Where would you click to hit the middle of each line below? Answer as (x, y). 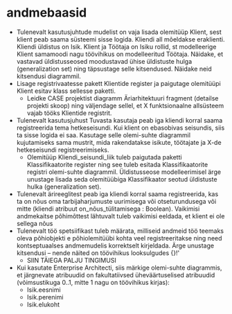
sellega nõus (35, 223)
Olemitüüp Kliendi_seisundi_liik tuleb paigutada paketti (104, 157)
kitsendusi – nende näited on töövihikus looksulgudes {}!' (98, 253)
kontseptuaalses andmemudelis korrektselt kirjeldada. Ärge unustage (115, 245)
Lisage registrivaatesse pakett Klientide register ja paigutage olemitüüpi (118, 83)
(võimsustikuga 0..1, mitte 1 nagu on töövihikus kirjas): (93, 282)
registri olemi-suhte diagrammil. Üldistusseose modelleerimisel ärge (124, 172)
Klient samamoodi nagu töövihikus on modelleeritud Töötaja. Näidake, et (119, 54)
